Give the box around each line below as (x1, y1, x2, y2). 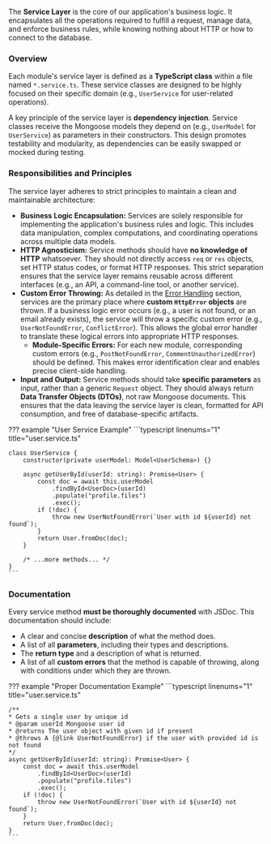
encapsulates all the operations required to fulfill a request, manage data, (8, 15, 252, 25)
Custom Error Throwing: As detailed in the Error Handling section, (19, 288, 243, 298)
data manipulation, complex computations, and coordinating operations (19, 227, 258, 238)
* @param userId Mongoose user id (8, 720, 125, 728)
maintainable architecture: (8, 195, 95, 205)
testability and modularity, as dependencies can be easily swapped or (8, 139, 242, 149)
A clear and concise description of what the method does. (19, 631, 216, 640)
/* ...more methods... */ (23, 555, 111, 563)
